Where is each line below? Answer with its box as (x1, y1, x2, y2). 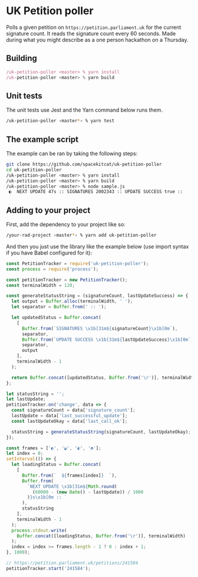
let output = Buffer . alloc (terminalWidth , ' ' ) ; (11, 298, 133, 305)
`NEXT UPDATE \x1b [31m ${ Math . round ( (27, 483, 117, 490)
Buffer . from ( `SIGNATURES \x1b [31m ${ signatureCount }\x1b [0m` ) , (21, 325, 178, 331)
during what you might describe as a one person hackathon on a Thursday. (6, 36, 189, 43)
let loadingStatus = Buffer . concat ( (11, 462, 101, 468)
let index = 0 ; (6, 451, 44, 457)
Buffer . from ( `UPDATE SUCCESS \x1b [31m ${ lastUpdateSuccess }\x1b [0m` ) (21, 337, 194, 343)
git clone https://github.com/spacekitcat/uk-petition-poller (6, 161, 162, 167)
